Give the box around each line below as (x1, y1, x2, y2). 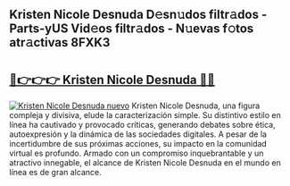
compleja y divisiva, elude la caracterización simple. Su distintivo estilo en (9, 110, 281, 120)
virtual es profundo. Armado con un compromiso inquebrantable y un (9, 148, 264, 158)
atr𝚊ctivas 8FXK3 (9, 35, 111, 50)
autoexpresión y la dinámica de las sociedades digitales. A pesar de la (9, 129, 268, 139)
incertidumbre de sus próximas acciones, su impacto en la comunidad (9, 139, 268, 148)
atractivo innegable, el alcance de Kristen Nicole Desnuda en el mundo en (9, 157, 281, 168)
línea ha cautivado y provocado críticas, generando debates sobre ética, (9, 120, 276, 130)
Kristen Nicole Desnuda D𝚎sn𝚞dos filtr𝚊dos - (9, 7, 268, 22)
